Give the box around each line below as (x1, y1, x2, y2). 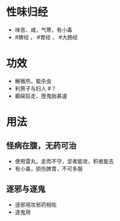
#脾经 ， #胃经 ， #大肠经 (14, 33, 78, 40)
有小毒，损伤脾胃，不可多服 (14, 165, 83, 172)
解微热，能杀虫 (14, 77, 52, 84)
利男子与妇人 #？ (14, 84, 56, 92)
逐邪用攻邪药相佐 (14, 201, 57, 208)
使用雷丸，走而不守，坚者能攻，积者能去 (14, 157, 114, 165)
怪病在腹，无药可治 (6, 141, 77, 151)
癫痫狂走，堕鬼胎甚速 (14, 92, 67, 99)
